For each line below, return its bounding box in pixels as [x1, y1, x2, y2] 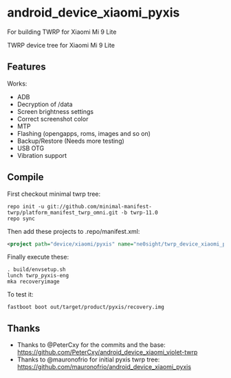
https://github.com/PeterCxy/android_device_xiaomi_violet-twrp [16, 348, 198, 357]
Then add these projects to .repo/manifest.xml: [7, 227, 140, 235]
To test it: [7, 290, 34, 299]
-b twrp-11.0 [120, 209, 158, 216]
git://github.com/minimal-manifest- [47, 203, 153, 210]
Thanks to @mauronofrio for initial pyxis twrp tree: [16, 355, 160, 364]
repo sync [7, 215, 36, 222]
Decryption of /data [16, 100, 74, 108]
